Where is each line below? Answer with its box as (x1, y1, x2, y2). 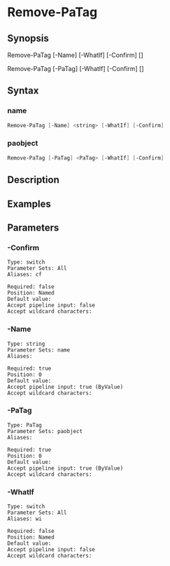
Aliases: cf (7, 271, 42, 278)
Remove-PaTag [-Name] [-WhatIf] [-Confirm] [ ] (7, 51, 143, 59)
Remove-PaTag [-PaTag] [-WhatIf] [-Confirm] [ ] (7, 65, 145, 72)
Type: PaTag (7, 421, 42, 429)
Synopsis (7, 32, 49, 44)
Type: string (7, 340, 45, 347)
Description (7, 174, 59, 186)
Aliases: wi (7, 515, 42, 522)
